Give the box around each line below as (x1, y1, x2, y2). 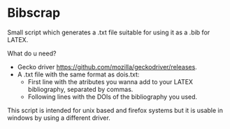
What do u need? (7, 49, 57, 57)
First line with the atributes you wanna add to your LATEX (27, 77, 194, 86)
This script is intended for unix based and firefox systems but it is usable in (7, 106, 224, 114)
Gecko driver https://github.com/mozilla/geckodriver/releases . (17, 62, 197, 71)
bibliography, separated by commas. (27, 85, 134, 93)
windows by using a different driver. (7, 114, 110, 122)
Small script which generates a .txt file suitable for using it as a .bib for (7, 28, 210, 36)
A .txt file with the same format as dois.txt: (17, 70, 140, 79)
